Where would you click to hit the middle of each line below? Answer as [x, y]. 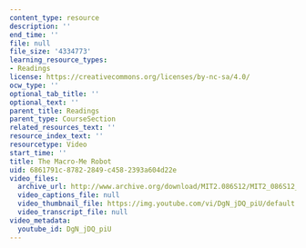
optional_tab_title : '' [55, 94]
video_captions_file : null [69, 195]
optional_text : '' [44, 102]
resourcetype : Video [49, 144]
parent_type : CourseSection [63, 119]
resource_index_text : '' [56, 136]
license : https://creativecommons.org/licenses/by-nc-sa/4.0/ [130, 77]
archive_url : [42, 187]
